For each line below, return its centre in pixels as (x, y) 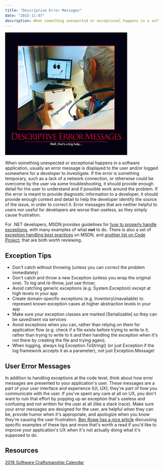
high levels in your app (35, 294)
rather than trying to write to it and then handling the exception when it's (85, 335)
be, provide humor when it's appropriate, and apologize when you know (77, 414)
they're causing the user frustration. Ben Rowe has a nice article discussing (81, 420)
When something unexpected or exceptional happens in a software (72, 163)
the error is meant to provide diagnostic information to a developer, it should (82, 194)
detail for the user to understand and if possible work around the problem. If (82, 189)
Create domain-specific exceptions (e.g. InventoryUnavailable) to (78, 298)
